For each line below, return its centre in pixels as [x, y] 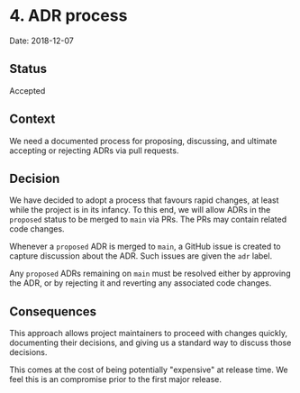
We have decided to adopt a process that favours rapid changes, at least [144, 200]
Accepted [27, 90]
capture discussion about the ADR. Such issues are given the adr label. [141, 256]
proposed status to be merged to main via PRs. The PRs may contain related [148, 219]
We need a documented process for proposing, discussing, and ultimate [143, 141]
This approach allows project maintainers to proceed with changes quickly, [149, 334]
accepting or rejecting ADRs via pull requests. [94, 151]
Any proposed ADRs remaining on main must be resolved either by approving [150, 274]
